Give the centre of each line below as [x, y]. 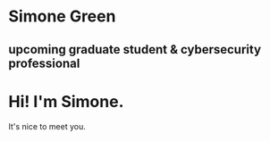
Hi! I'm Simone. [66, 101]
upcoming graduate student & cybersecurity [135, 50]
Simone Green [62, 17]
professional [44, 63]
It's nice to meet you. [47, 126]
